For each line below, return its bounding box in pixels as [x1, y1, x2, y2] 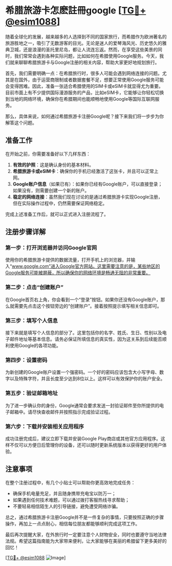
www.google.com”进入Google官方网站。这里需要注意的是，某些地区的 [12, 263, 160, 270]
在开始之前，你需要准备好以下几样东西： [5, 150, 91, 157]
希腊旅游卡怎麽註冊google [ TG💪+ [5, 5, 146, 16]
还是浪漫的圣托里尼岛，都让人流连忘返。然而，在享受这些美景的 [23, 46, 158, 52]
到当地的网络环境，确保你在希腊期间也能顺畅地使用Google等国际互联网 [5, 96, 155, 102]
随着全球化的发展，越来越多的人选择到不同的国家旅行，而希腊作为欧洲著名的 [5, 33, 167, 40]
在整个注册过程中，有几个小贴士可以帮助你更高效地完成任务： [5, 479, 136, 485]
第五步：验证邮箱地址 [5, 390, 58, 397]
